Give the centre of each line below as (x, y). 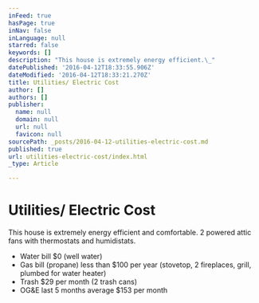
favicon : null (39, 134)
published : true (35, 149)
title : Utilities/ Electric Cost (64, 82)
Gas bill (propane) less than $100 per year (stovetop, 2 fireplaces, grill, (135, 265)
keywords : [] (30, 53)
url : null (31, 127)
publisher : (26, 104)
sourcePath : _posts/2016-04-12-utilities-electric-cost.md (108, 142)
